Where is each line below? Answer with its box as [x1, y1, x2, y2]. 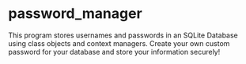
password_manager [8, 5, 142, 23]
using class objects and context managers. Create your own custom [8, 38, 230, 48]
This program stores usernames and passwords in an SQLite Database [8, 30, 239, 40]
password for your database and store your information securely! [8, 47, 221, 56]
